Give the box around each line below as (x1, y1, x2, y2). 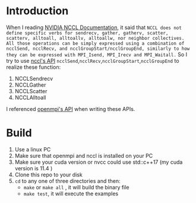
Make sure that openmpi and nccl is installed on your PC (14, 152, 153, 159)
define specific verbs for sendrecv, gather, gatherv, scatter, (6, 30, 169, 36)
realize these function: (6, 64, 61, 71)
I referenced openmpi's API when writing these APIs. (6, 105, 135, 112)
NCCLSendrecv (14, 75, 53, 82)
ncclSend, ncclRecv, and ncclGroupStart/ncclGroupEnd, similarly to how (6, 46, 190, 52)
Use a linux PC (14, 145, 51, 153)
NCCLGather (14, 81, 46, 88)
